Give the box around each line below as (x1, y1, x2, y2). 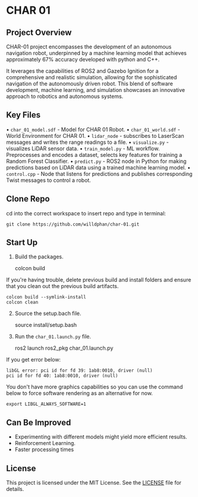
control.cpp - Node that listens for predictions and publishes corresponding (6, 170, 193, 177)
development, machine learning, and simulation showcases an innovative (6, 87, 186, 93)
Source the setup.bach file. (14, 310, 81, 317)
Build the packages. (14, 253, 64, 260)
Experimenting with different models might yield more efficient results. (14, 433, 187, 440)
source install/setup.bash (14, 322, 77, 329)
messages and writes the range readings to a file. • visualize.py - (6, 138, 169, 146)
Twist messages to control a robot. (6, 177, 91, 184)
